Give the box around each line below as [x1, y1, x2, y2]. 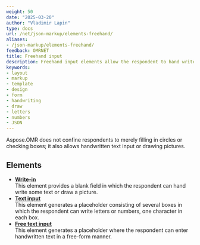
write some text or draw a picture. [14, 188, 98, 195]
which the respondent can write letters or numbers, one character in [14, 207, 183, 215]
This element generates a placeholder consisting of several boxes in [14, 201, 183, 208]
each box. [14, 213, 40, 221]
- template [6, 81, 33, 87]
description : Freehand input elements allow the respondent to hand [6, 59, 180, 65]
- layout [6, 70, 28, 76]
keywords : [6, 64, 31, 71]
